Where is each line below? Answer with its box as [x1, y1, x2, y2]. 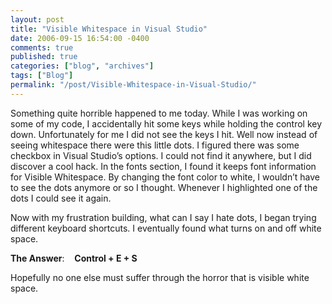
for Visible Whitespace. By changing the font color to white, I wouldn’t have [10, 171, 320, 183]
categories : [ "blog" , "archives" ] [10, 61, 155, 71]
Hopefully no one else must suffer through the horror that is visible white [10, 271, 310, 283]
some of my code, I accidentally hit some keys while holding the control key [10, 117, 323, 130]
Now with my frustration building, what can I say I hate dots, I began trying [10, 211, 317, 223]
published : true [10, 52, 78, 62]
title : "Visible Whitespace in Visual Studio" [10, 24, 208, 34]
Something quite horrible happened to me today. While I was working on [10, 107, 308, 119]
